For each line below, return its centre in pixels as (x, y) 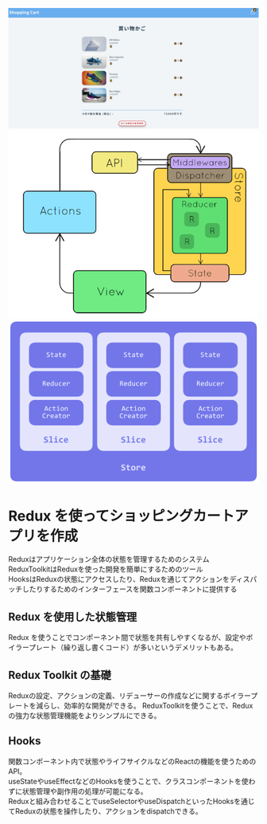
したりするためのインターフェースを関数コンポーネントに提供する (130, 589)
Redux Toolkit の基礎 (60, 675)
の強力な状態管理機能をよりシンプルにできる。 (85, 715)
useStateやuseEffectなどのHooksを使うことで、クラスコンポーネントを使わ (132, 781)
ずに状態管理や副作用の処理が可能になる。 (78, 791)
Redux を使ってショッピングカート (122, 516)
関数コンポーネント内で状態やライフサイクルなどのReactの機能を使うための (132, 761)
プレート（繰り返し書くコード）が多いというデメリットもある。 (133, 647)
